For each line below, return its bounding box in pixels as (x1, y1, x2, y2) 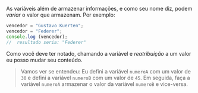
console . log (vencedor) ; (6, 34, 68, 40)
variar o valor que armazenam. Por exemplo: (6, 11, 115, 18)
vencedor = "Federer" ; (6, 28, 62, 34)
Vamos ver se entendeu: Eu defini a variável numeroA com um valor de (20, 68, 191, 75)
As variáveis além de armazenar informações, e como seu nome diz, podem (6, 5, 193, 12)
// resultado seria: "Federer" (6, 39, 86, 45)
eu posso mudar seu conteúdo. (6, 56, 83, 63)
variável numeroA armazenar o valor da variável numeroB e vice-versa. (20, 80, 188, 88)
